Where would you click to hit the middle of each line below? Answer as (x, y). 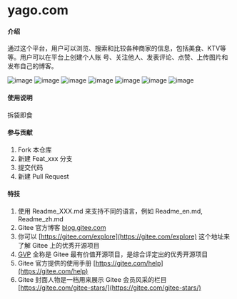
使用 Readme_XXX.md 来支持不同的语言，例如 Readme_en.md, (110, 211)
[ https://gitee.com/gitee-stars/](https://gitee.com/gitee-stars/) (109, 288)
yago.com (38, 10)
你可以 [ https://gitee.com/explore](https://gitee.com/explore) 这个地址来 (124, 236)
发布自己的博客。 (32, 66)
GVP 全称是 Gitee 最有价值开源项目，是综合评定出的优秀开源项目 (113, 254)
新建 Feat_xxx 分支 (45, 158)
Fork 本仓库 (35, 149)
